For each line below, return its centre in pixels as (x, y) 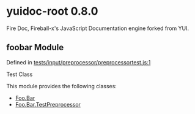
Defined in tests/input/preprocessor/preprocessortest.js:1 (79, 62)
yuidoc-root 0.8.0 (52, 11)
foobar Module (35, 47)
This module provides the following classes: (62, 86)
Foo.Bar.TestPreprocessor (48, 104)
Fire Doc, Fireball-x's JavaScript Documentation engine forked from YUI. (98, 28)
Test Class (20, 74)
